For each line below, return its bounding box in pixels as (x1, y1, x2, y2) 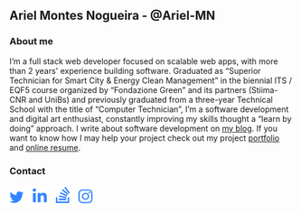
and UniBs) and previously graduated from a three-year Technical (28, 94, 273, 105)
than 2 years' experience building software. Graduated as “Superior (9, 65, 261, 76)
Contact (9, 164, 46, 177)
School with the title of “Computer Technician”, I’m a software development (9, 104, 289, 115)
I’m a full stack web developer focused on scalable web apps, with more (9, 55, 278, 67)
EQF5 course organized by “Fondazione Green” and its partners (9, 84, 247, 95)
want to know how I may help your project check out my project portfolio (9, 132, 280, 144)
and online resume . (9, 142, 81, 153)
